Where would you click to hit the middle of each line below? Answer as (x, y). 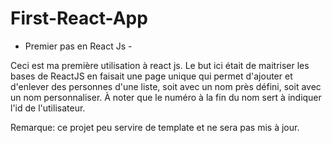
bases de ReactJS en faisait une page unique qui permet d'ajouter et (151, 76)
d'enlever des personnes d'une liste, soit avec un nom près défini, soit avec (166, 86)
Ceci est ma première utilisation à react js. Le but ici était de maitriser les (160, 65)
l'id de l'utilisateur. (48, 108)
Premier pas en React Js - (78, 46)
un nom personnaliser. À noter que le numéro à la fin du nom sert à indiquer (166, 97)
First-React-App (79, 18)
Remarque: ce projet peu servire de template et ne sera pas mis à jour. (155, 127)
